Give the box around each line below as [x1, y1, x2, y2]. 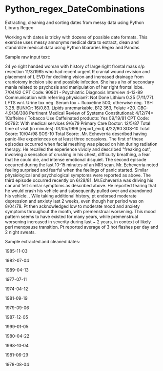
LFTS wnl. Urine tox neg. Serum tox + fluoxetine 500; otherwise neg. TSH [5, 99, 153, 105]
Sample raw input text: [5, 54, 50, 59]
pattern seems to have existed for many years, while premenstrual [5, 214, 138, 219]
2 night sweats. [5, 229, 36, 235]
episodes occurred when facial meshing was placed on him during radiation [5, 141, 158, 147]
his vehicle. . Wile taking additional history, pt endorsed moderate [5, 193, 137, 198]
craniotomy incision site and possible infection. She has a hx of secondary [5, 79, 155, 85]
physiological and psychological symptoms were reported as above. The [5, 172, 151, 178]
